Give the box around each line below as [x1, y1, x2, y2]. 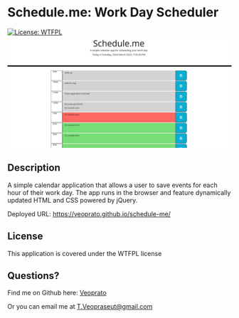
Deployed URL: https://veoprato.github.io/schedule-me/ [7, 209, 171, 218]
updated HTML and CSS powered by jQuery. [7, 196, 138, 204]
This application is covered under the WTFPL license [7, 249, 162, 258]
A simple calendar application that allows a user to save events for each [7, 181, 218, 189]
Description [7, 161, 60, 174]
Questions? [7, 270, 60, 282]
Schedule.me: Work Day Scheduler [7, 4, 219, 21]
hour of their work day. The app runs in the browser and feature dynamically [7, 188, 231, 196]
